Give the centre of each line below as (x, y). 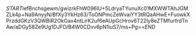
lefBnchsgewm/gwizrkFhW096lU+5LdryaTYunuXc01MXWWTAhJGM (105, 8)
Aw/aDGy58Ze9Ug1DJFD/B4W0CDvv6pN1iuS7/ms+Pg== (75, 27)
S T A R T (14, 8)
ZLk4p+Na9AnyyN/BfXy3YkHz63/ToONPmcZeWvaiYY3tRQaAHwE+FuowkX (98, 15)
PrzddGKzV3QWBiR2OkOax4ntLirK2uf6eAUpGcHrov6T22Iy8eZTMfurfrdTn (97, 21)
